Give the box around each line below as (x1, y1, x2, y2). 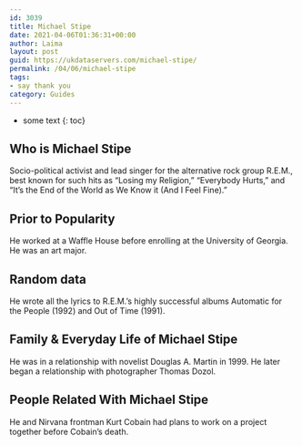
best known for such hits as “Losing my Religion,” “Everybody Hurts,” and (9, 175, 286, 186)
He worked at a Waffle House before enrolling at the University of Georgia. (9, 235, 288, 246)
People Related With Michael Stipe (9, 392, 209, 408)
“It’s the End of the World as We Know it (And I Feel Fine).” (9, 184, 227, 196)
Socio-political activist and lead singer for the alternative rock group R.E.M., (9, 165, 294, 176)
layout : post (9, 47, 59, 57)
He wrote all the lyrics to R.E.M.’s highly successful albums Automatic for (9, 296, 283, 306)
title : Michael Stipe (9, 22, 92, 31)
